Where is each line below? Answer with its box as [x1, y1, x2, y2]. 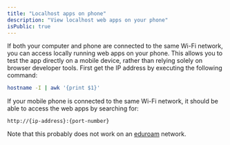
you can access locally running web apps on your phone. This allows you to [7, 49, 223, 57]
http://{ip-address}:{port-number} [7, 118, 110, 125]
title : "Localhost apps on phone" [7, 10, 107, 17]
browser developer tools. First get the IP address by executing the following [7, 64, 222, 72]
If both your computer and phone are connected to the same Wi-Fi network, [7, 42, 223, 50]
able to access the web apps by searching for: [7, 104, 140, 113]
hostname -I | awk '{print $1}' [7, 84, 100, 92]
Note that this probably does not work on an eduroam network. [7, 130, 186, 138]
